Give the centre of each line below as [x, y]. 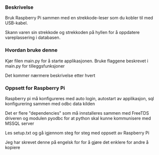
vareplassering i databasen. [33, 37]
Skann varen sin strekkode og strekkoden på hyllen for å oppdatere [72, 33]
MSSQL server [20, 123]
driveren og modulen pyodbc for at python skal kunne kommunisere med [78, 118]
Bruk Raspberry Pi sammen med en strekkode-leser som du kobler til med [79, 18]
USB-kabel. [17, 23]
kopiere [13, 147]
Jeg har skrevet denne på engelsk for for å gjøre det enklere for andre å [77, 142]
